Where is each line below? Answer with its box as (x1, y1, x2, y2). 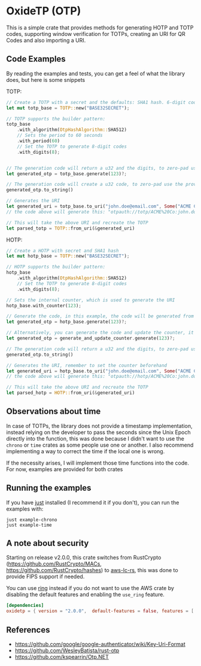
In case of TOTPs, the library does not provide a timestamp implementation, (6, 422, 193, 429)
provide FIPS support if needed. (6, 573, 85, 581)
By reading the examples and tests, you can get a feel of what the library (6, 70, 185, 77)
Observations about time (6, 407, 101, 417)
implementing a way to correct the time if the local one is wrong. (6, 447, 165, 455)
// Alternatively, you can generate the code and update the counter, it (6, 330, 194, 336)
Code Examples (6, 54, 66, 64)
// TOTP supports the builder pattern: (6, 115, 106, 122)
